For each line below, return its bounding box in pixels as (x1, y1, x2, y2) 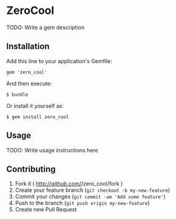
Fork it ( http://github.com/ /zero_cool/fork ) (15, 180, 123, 187)
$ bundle (6, 92, 29, 98)
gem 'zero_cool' (6, 69, 47, 75)
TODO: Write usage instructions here (6, 146, 98, 153)
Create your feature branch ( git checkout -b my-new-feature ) (15, 186, 171, 194)
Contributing (6, 164, 56, 174)
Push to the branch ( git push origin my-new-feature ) (15, 200, 150, 207)
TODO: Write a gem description (6, 24, 85, 31)
